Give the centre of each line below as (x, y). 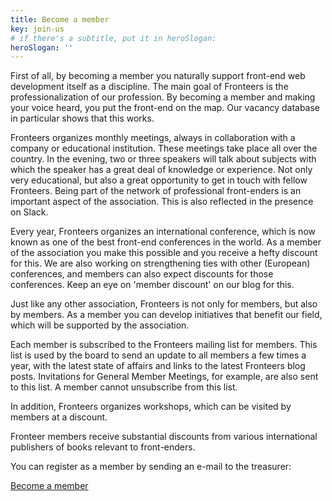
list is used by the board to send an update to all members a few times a (158, 355)
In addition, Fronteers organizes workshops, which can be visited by (151, 407)
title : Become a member (60, 19)
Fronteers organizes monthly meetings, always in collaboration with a (153, 138)
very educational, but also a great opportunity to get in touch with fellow (159, 180)
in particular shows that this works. (82, 118)
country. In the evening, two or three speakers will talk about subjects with (163, 159)
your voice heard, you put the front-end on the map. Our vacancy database (165, 108)
